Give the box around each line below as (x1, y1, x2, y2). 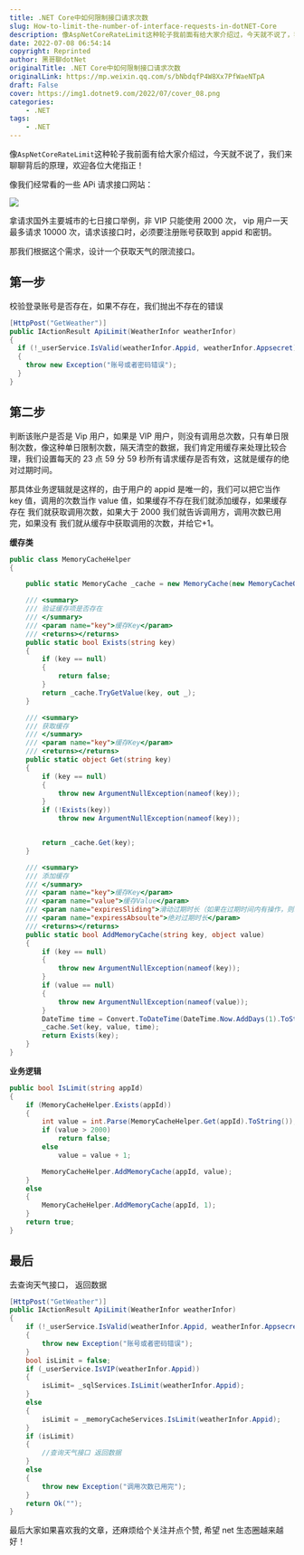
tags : (9, 114, 30, 123)
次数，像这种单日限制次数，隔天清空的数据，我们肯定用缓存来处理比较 (16, 441, 279, 452)
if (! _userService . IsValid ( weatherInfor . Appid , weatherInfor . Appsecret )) (17, 344, 301, 353)
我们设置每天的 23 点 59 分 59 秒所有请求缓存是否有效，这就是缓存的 (24, 453, 282, 464)
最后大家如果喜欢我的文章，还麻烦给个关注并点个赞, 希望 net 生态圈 (9, 1525, 261, 1536)
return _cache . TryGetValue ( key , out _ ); (42, 688, 196, 697)
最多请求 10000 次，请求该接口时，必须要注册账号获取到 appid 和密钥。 (9, 227, 277, 237)
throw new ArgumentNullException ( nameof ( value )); (57, 997, 249, 1007)
